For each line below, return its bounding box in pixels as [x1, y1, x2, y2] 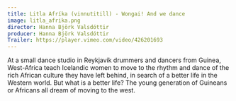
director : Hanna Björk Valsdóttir [7, 23, 110, 30]
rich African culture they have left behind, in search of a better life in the [7, 71, 218, 80]
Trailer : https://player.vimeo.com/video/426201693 [7, 37, 163, 44]
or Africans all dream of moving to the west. [7, 86, 136, 95]
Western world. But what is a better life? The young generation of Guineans [7, 78, 227, 87]
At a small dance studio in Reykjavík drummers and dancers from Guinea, [7, 56, 222, 64]
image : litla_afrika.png [7, 17, 81, 24]
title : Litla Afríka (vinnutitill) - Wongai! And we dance [7, 10, 186, 18]
